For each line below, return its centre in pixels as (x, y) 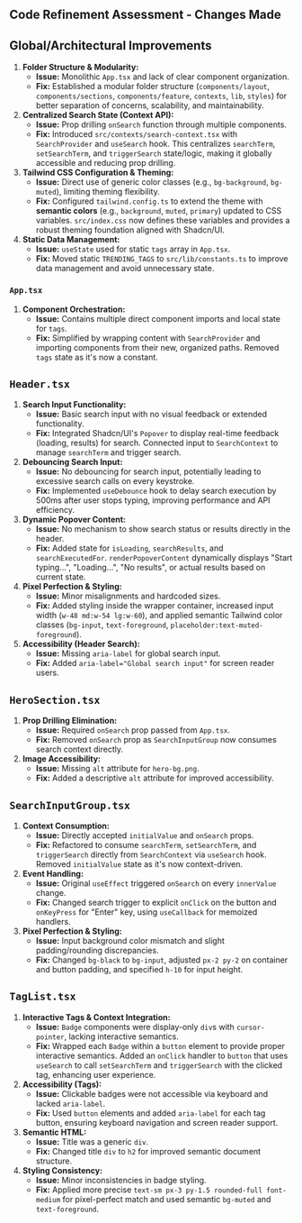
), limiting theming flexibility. (108, 192)
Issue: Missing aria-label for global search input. (128, 653)
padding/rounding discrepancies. (97, 950)
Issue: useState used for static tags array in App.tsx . (133, 249)
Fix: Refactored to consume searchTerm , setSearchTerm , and (146, 844)
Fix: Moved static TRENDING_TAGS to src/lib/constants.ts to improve (162, 259)
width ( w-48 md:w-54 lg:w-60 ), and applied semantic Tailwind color (159, 616)
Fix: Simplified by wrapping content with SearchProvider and (148, 338)
